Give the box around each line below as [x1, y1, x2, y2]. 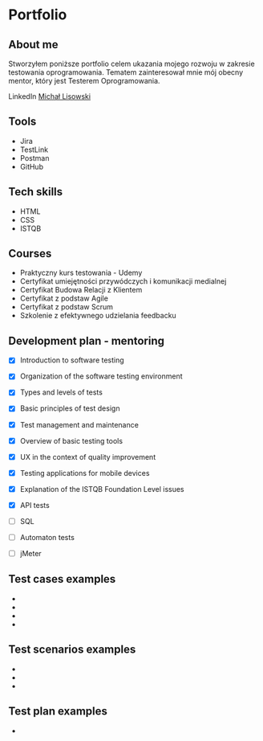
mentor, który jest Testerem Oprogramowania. [8, 76, 160, 85]
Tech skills [8, 185, 63, 199]
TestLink [19, 145, 49, 154]
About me [8, 38, 59, 51]
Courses [8, 247, 52, 260]
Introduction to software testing [19, 355, 124, 365]
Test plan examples [8, 705, 108, 718]
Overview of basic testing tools [19, 436, 123, 445]
